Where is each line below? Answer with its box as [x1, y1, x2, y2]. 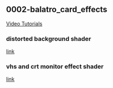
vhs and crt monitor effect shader [6, 62, 104, 71]
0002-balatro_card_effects [6, 5, 108, 15]
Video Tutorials [6, 20, 43, 27]
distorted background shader [6, 34, 91, 43]
